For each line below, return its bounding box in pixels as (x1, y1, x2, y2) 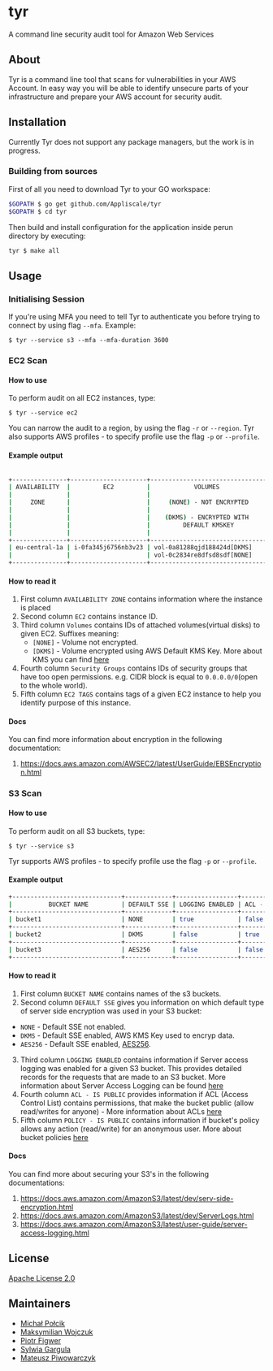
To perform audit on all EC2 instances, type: (8, 393, 156, 403)
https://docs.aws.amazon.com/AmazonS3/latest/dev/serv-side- (19, 1194, 234, 1204)
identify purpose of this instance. (19, 698, 132, 708)
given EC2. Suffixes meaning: (19, 629, 119, 639)
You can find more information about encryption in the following (8, 735, 223, 744)
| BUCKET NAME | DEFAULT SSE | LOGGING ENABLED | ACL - (8, 900, 264, 909)
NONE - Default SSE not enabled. (19, 1022, 126, 1031)
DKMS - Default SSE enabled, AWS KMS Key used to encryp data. (19, 1030, 236, 1040)
